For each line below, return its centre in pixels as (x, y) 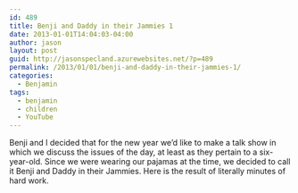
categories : (31, 76)
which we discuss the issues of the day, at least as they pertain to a (133, 152)
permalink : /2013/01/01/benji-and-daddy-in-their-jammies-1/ (125, 68)
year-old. (26, 162)
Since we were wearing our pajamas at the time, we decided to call (167, 162)
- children (37, 109)
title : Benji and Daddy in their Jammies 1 (91, 26)
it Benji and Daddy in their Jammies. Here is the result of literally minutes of (148, 172)
